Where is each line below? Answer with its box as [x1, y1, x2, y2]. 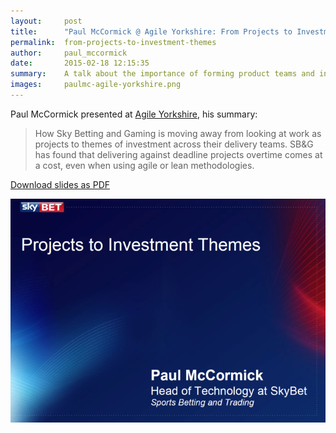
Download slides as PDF [10, 178, 110, 190]
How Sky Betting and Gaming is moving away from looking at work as [34, 127, 322, 139]
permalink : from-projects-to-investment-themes [10, 37, 217, 47]
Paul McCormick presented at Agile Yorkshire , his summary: [10, 108, 258, 120]
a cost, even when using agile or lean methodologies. [34, 159, 255, 171]
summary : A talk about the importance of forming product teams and [10, 69, 315, 79]
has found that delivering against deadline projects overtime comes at [34, 148, 323, 160]
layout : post [10, 16, 83, 26]
